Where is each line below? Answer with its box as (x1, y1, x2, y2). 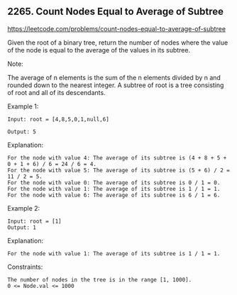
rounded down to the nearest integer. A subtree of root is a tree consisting (7, 81, 224, 89)
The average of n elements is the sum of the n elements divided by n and (7, 73, 221, 82)
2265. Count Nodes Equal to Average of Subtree (7, 6, 224, 18)
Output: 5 (7, 128, 37, 135)
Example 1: (7, 102, 39, 111)
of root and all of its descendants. (7, 88, 106, 96)
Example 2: (7, 204, 40, 212)
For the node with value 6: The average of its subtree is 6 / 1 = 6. (7, 191, 221, 199)
